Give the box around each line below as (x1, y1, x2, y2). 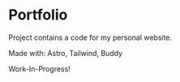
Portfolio (8, 6, 68, 24)
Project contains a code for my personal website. (8, 32, 173, 42)
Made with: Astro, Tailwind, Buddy (8, 48, 123, 58)
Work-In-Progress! (8, 63, 71, 74)
